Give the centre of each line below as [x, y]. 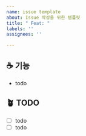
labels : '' [20, 29]
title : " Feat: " [28, 23]
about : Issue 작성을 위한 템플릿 [43, 18]
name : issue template [34, 12]
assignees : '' [24, 34]
